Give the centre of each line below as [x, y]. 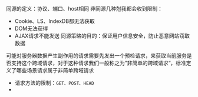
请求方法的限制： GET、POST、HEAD [54, 83]
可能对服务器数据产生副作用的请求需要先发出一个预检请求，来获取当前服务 [96, 56]
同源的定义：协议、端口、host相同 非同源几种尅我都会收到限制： [85, 9]
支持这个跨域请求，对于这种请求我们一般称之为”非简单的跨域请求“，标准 [99, 63]
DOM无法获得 [31, 29]
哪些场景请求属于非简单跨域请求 [55, 70]
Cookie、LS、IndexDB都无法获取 [55, 21]
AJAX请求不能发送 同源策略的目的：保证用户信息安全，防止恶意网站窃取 [102, 36]
